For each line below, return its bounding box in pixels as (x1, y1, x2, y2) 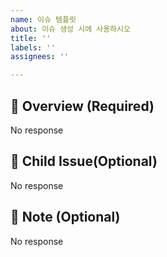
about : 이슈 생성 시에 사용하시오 (10, 24, 131, 34)
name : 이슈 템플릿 (10, 14, 77, 25)
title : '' (10, 33, 52, 43)
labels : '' (10, 42, 56, 53)
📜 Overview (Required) (10, 97, 155, 115)
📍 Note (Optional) (10, 209, 121, 226)
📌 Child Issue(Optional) (10, 153, 158, 170)
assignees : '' (10, 52, 70, 62)
